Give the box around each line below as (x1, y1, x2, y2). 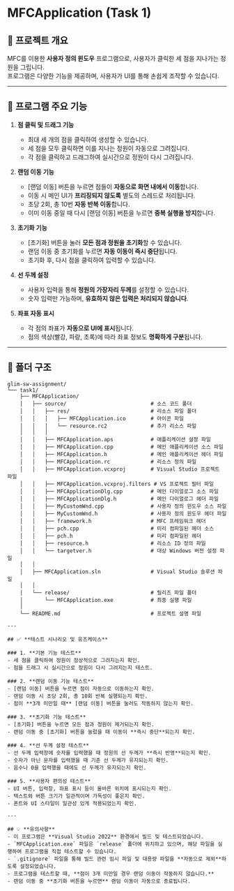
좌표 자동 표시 (17, 309, 54, 317)
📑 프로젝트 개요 (7, 34, 68, 46)
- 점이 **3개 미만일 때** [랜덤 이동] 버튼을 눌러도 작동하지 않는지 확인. (7, 700, 194, 707)
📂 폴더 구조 (7, 362, 52, 374)
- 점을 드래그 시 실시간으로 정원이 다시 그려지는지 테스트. (7, 664, 153, 671)
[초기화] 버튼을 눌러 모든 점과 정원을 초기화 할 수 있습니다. (27, 238, 182, 246)
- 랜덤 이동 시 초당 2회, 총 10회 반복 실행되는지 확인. (7, 693, 148, 700)
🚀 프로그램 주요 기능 (7, 101, 88, 112)
